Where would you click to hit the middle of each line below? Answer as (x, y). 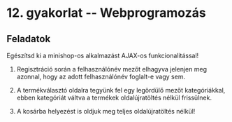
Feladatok (29, 39)
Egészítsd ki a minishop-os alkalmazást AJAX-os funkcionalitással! (103, 55)
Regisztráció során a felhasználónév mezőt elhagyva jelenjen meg (112, 69)
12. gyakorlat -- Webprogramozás (107, 13)
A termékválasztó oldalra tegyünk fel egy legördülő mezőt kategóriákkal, (121, 90)
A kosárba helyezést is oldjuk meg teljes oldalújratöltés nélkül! (106, 111)
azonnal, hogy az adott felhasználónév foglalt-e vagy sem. (101, 76)
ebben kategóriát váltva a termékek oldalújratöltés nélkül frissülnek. (114, 97)
